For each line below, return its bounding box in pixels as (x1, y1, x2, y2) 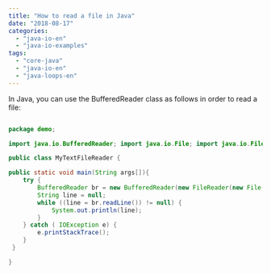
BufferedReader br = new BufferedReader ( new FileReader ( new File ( (37, 184, 265, 192)
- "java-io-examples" (15, 42, 89, 50)
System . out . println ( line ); (51, 206, 143, 214)
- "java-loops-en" (15, 72, 78, 80)
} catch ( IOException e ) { (23, 221, 117, 230)
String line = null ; (37, 191, 106, 199)
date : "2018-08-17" (8, 19, 74, 27)
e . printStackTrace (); (37, 229, 110, 237)
